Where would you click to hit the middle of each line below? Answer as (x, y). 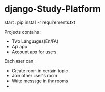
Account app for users (34, 52)
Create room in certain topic (40, 70)
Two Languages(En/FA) (35, 41)
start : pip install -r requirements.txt (40, 22)
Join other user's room (35, 75)
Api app (19, 46)
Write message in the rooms (40, 81)
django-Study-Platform (52, 9)
